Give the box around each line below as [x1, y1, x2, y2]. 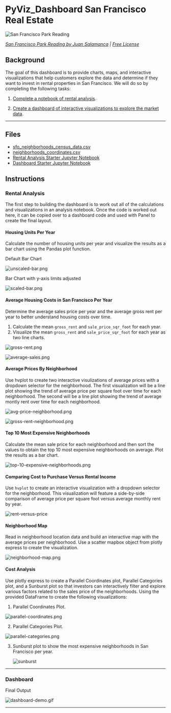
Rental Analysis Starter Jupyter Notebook [12, 154, 100, 161]
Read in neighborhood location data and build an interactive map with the [5, 534, 159, 540]
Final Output [5, 687, 32, 693]
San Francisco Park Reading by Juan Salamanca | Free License [5, 41, 139, 47]
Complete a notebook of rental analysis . [12, 95, 97, 101]
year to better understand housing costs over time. [5, 314, 112, 320]
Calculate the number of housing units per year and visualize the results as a [5, 241, 166, 247]
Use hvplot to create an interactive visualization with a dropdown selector [5, 485, 160, 491]
